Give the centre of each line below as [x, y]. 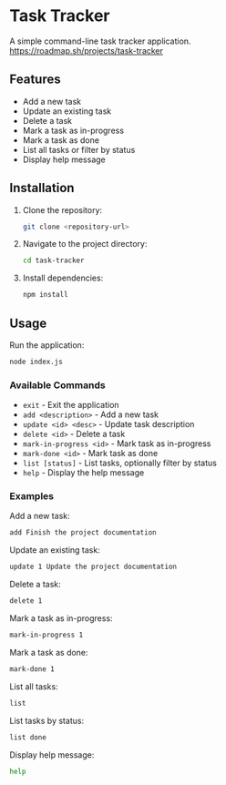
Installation [42, 188]
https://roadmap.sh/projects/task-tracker [87, 50]
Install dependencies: [63, 278]
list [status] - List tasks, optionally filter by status [119, 463]
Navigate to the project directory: [85, 244]
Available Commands [58, 385]
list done [28, 737]
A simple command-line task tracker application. [100, 41]
